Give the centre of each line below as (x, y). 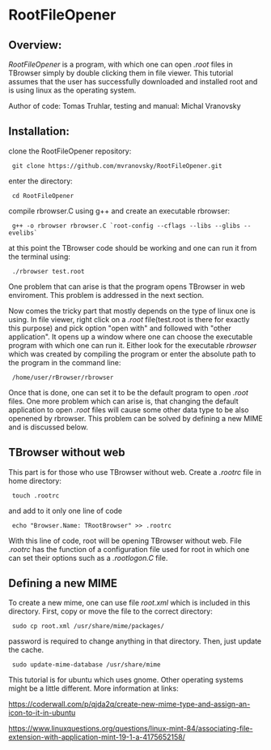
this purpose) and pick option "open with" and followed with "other (120, 328)
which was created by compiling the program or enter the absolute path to (132, 354)
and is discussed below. (49, 427)
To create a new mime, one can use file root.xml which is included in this (129, 603)
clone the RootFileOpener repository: (70, 151)
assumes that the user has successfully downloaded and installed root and (133, 82)
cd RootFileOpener (43, 196)
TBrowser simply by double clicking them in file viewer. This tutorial (121, 73)
